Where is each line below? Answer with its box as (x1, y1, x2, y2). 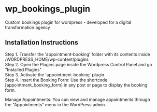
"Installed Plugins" (5, 67, 42, 72)
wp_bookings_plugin (5, 3, 91, 14)
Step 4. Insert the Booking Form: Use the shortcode (5, 77, 108, 83)
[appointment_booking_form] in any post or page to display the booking (5, 82, 148, 88)
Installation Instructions (5, 39, 79, 47)
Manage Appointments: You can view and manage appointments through (5, 97, 151, 102)
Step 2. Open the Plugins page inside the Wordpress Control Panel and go (5, 61, 152, 67)
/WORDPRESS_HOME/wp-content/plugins (5, 56, 89, 62)
